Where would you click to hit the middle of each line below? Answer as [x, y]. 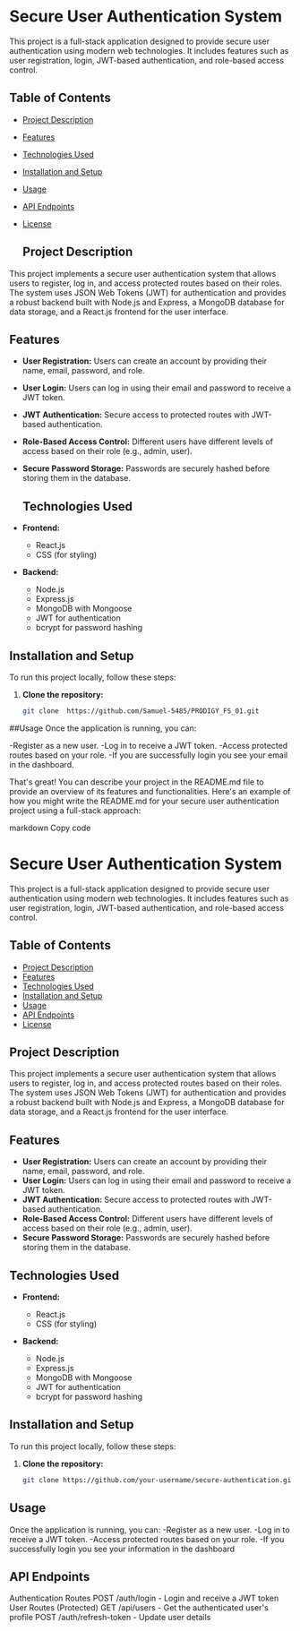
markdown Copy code [50, 828]
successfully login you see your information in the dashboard [122, 1549]
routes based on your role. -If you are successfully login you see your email [149, 755]
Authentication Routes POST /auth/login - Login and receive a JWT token [144, 1598]
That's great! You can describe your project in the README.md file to [137, 782]
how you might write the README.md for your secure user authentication [144, 801]
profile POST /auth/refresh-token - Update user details [110, 1618]
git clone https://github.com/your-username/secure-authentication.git [159, 1480]
